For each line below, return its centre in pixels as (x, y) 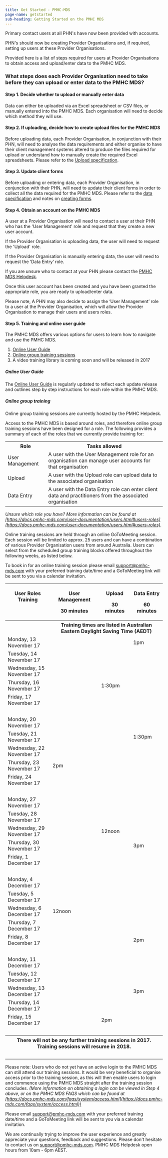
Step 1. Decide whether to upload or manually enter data (64, 94)
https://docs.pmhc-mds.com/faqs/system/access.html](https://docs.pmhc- (85, 1099)
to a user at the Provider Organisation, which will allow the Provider (74, 307)
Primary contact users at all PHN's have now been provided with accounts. (82, 33)
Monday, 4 (20, 879)
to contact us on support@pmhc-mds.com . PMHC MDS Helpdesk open (79, 1145)
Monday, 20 (22, 719)
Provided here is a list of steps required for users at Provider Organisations (82, 58)
